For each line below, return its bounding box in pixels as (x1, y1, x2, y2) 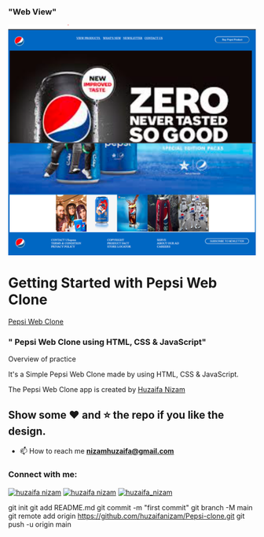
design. (8, 424, 46, 439)
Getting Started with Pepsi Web (8, 274, 218, 292)
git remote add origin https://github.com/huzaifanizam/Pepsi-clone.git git (8, 511, 245, 520)
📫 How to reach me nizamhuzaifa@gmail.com (19, 446, 174, 455)
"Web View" (8, 6, 57, 17)
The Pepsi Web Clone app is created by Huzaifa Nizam (8, 385, 186, 394)
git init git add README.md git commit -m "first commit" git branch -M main (8, 502, 253, 512)
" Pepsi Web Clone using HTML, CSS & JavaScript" (8, 336, 207, 347)
